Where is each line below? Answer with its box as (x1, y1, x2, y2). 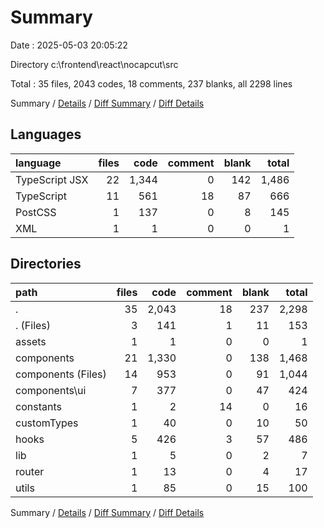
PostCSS (15, 205, 57, 219)
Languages (10, 126, 82, 143)
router (15, 464, 45, 478)
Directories (10, 256, 82, 273)
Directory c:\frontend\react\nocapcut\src (10, 58, 179, 70)
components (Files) (15, 367, 107, 381)
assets (15, 334, 47, 348)
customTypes (15, 416, 79, 430)
